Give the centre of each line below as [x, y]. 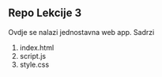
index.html [37, 48]
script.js [32, 56]
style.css [34, 64]
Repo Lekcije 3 [45, 13]
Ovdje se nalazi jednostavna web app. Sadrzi [81, 32]
